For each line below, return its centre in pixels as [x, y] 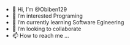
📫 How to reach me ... [40, 36]
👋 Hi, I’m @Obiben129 [40, 9]
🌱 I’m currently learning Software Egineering [68, 22]
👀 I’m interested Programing [47, 16]
